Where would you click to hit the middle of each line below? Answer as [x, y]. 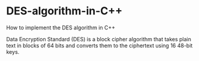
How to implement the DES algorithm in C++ [61, 28]
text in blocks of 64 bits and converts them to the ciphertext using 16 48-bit [99, 45]
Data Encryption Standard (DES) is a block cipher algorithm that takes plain [99, 39]
